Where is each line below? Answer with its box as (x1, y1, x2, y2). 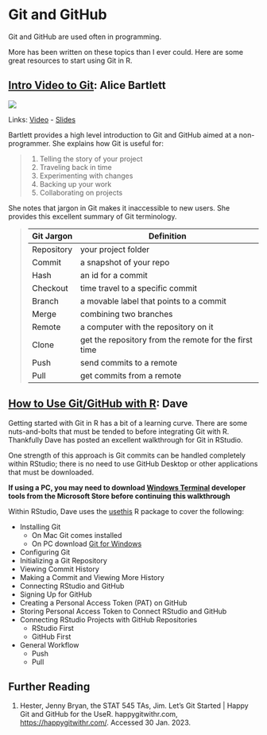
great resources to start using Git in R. (8, 56, 133, 65)
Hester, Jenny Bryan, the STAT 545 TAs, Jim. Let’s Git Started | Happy (19, 701, 249, 710)
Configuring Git (19, 547, 71, 557)
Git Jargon (31, 230, 73, 242)
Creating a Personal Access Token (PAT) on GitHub (19, 598, 188, 607)
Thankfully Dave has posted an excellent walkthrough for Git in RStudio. (8, 435, 244, 444)
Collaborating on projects (39, 188, 123, 197)
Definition (148, 230, 187, 242)
